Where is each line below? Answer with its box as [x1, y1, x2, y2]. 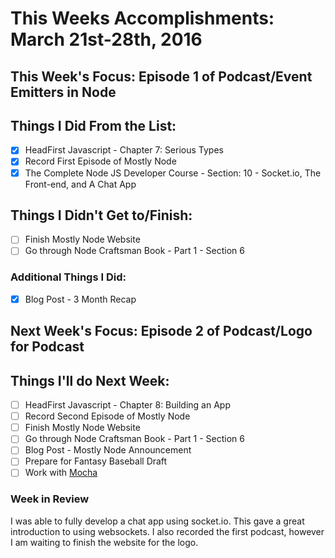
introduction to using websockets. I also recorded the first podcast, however [10, 525, 325, 537]
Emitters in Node [10, 83, 117, 101]
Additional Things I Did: [10, 270, 127, 284]
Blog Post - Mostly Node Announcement [24, 444, 192, 456]
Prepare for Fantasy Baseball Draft [24, 455, 168, 467]
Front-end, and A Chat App [24, 178, 137, 190]
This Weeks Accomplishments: [10, 7, 275, 30]
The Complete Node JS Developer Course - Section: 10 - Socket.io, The [24, 167, 322, 179]
